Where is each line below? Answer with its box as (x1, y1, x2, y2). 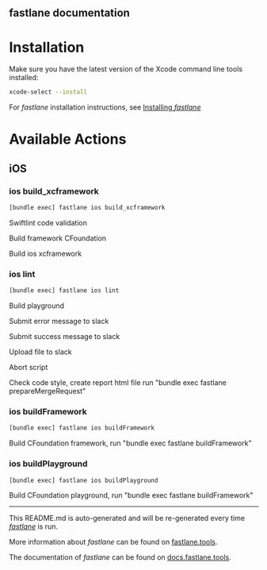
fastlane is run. (9, 522, 59, 531)
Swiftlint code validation (9, 218, 88, 227)
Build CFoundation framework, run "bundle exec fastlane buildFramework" (9, 438, 252, 448)
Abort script (9, 363, 48, 372)
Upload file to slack (9, 347, 72, 356)
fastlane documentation (9, 6, 130, 20)
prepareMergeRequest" (9, 387, 86, 396)
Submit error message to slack (9, 317, 109, 326)
